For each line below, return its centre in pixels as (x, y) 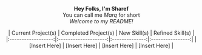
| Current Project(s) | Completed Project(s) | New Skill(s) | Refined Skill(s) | (101, 33)
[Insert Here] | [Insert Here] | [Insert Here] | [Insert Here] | (101, 45)
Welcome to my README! (101, 21)
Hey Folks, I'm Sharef (101, 9)
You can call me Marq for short (101, 15)
